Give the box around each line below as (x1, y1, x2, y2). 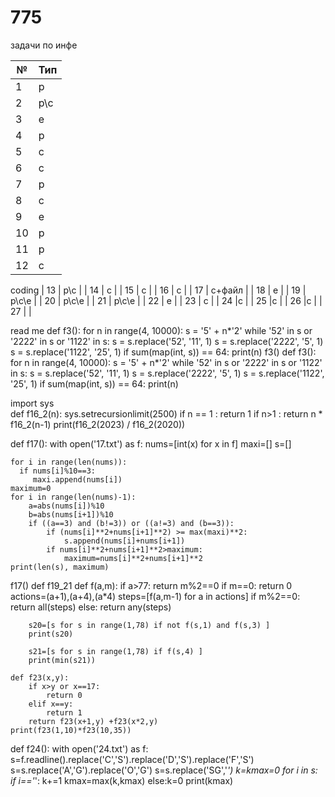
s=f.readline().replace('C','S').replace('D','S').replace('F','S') (10, 753, 255, 765)
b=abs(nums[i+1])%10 (28, 509, 114, 520)
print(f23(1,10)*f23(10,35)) (10, 725, 132, 735)
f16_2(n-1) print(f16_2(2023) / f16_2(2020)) (10, 418, 186, 430)
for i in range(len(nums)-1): (10, 492, 137, 502)
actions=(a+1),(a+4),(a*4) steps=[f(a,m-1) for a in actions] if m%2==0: (10, 590, 301, 602)
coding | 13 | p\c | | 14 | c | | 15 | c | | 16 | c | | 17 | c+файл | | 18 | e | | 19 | (10, 284, 307, 296)
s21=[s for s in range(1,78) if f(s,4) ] (28, 646, 203, 656)
